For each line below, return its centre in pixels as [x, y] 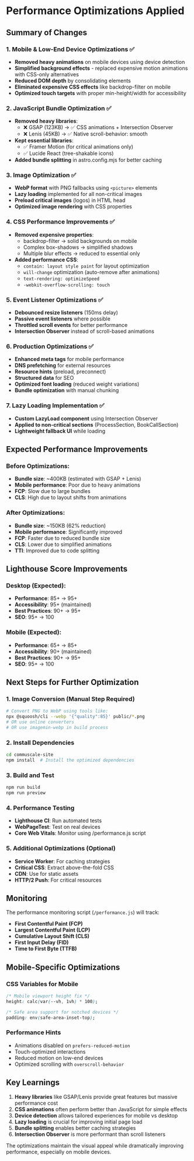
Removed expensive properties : [54, 234]
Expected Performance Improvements [77, 449]
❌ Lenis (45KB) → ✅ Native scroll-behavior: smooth [85, 134]
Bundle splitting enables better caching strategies [75, 1128]
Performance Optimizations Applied [95, 11]
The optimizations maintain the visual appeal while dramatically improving [95, 1145]
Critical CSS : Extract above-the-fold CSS [64, 868]
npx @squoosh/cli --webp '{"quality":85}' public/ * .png [75, 717]
